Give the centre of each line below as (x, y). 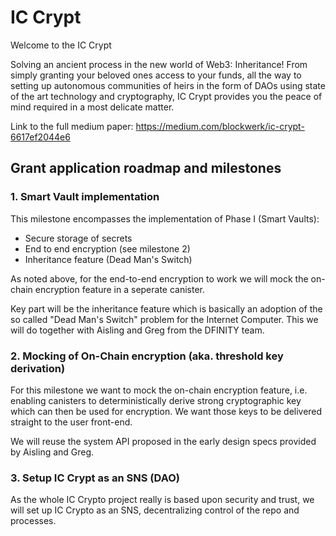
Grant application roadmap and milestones (146, 168)
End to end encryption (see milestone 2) (107, 248)
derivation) (38, 368)
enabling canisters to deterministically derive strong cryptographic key (156, 400)
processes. (33, 521)
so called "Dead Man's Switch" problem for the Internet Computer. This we (164, 319)
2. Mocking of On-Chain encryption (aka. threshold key (147, 356)
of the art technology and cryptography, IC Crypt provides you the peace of (166, 96)
